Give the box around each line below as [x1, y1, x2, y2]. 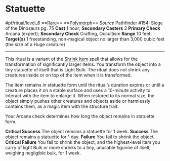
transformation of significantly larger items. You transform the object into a [5, 61, 161, 67]
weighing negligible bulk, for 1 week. [5, 150, 81, 156]
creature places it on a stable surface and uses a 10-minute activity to [5, 87, 151, 93]
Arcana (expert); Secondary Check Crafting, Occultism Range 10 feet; [5, 30, 152, 36]
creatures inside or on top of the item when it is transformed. [5, 72, 132, 78]
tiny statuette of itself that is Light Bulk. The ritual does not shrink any [5, 66, 150, 72]
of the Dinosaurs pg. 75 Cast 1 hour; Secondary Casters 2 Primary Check [5, 25, 160, 31]
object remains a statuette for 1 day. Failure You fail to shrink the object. [5, 134, 155, 140]
